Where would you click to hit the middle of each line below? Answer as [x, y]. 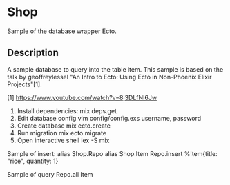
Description [33, 53]
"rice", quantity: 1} [33, 161]
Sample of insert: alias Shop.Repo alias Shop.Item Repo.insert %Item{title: [112, 153]
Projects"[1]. [25, 84]
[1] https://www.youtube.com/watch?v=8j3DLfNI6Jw [82, 97]
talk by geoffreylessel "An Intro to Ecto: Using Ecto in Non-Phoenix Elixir [109, 77]
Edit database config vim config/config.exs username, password [109, 118]
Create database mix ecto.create [64, 126]
